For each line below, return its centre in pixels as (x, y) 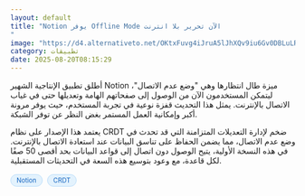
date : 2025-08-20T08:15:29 (61, 60)
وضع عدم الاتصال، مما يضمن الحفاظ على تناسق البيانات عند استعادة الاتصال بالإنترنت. (153, 141)
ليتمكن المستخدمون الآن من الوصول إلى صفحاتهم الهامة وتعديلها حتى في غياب (142, 95)
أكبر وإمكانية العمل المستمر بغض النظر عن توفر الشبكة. (104, 114)
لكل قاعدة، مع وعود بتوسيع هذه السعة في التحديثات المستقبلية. (116, 160)
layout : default (41, 18)
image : (23, 43)
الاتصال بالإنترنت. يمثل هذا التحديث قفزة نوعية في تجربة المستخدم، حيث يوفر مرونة (150, 104)
